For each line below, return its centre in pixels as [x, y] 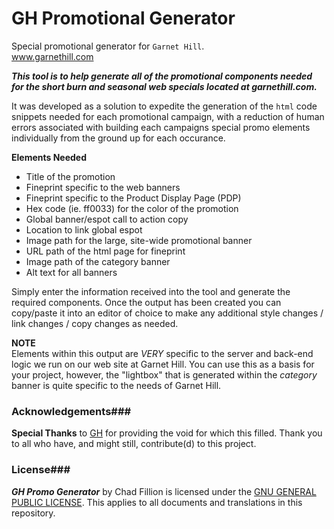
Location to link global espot [84, 229]
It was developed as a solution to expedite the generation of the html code [164, 106]
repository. [33, 513]
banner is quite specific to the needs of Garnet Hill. [116, 385]
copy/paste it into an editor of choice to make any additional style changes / [167, 313]
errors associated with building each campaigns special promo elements [161, 127]
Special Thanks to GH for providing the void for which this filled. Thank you [167, 433]
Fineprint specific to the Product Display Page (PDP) [133, 198]
